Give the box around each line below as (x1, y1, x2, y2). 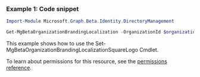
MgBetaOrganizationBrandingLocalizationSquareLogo (6, 47, 139, 54)
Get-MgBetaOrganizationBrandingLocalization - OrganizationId (6, 29, 161, 35)
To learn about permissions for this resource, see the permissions (6, 58, 168, 65)
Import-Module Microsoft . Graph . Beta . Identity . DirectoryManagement (6, 19, 174, 24)
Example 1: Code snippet (6, 5, 79, 13)
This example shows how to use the (6, 40, 94, 47)
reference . (6, 64, 32, 72)
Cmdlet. (139, 47, 159, 54)
